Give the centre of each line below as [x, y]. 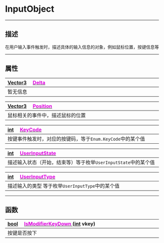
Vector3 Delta [26, 83]
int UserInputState [32, 153]
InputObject [30, 9]
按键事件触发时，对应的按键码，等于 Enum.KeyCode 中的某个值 [76, 139]
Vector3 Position [30, 106]
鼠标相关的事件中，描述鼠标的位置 [47, 115]
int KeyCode [25, 130]
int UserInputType [31, 177]
